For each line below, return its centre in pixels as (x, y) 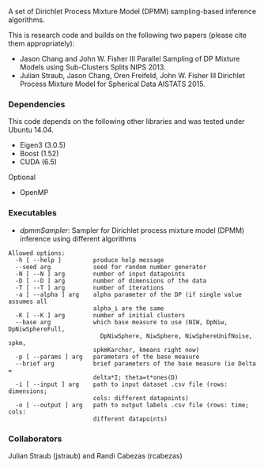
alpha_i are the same (128, 308)
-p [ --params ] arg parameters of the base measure (107, 357)
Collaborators (35, 439)
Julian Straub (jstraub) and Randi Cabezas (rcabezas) (96, 455)
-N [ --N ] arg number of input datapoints (100, 274)
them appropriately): (41, 43)
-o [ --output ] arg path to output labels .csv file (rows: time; (132, 405)
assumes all (28, 301)
